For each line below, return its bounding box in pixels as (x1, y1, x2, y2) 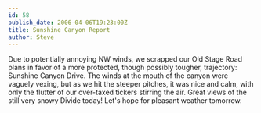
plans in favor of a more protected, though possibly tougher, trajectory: (8, 63, 237, 72)
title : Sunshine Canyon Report (8, 26, 111, 34)
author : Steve (8, 33, 55, 41)
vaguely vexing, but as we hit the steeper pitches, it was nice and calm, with (8, 79, 254, 89)
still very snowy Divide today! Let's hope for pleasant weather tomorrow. (8, 96, 242, 105)
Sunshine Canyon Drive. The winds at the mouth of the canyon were (8, 71, 229, 80)
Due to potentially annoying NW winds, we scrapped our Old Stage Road (8, 55, 243, 64)
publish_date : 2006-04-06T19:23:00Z (8, 19, 128, 26)
